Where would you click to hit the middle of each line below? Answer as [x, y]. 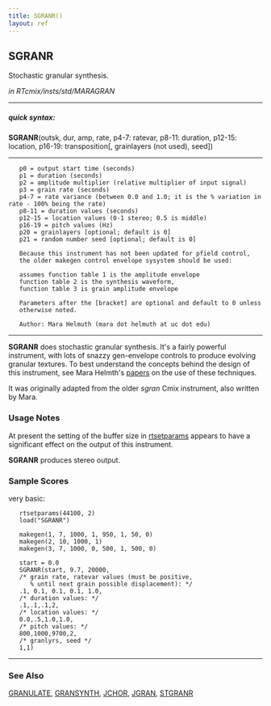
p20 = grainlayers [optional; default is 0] [95, 233]
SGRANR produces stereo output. [65, 460]
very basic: [27, 498]
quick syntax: [32, 117]
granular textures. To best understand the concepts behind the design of [129, 364]
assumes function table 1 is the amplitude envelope [109, 275]
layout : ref [28, 23]
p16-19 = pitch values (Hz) [66, 226]
